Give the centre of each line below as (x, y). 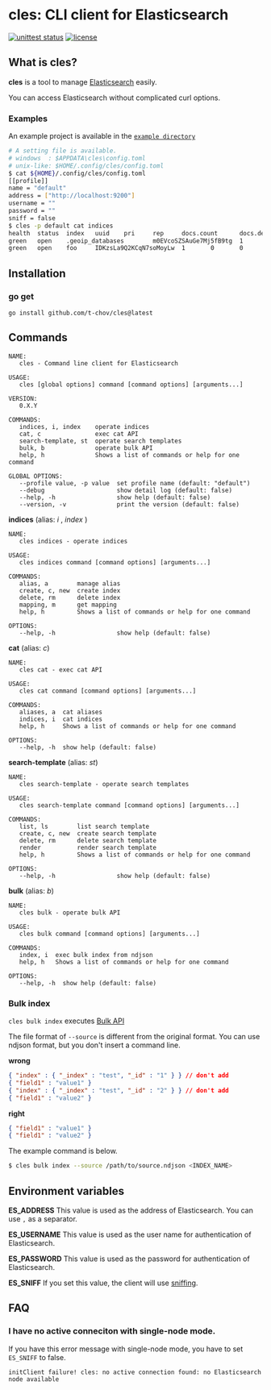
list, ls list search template (84, 826)
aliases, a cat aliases (61, 712)
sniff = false (32, 218)
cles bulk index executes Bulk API (67, 1021)
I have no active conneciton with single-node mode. (112, 1331)
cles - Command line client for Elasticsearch (99, 363)
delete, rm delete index (70, 597)
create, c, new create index (70, 590)
